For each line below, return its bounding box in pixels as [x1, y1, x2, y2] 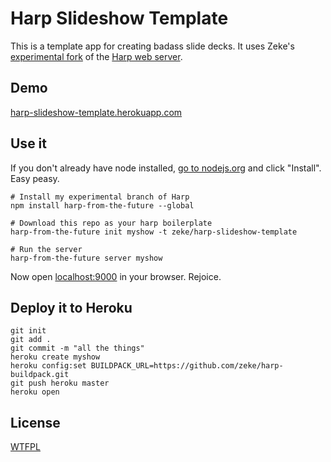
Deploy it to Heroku [10, 299, 133, 316]
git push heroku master [10, 378, 110, 389]
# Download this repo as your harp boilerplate [10, 218, 213, 228]
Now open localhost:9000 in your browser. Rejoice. [10, 270, 222, 282]
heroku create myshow [10, 352, 101, 362]
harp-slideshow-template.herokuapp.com [10, 106, 183, 118]
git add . [10, 335, 52, 345]
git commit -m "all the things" [10, 343, 145, 354]
